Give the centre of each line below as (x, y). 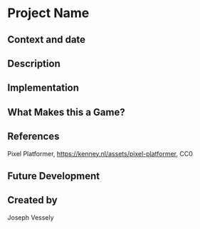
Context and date (47, 40)
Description (34, 63)
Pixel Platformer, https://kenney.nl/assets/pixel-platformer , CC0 (100, 153)
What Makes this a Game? (67, 112)
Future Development (54, 176)
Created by (33, 200)
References (33, 137)
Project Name (48, 13)
